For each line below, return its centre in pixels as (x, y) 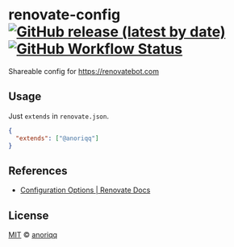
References (38, 171)
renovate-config (65, 15)
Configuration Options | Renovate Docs (85, 190)
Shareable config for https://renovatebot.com (84, 71)
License (29, 215)
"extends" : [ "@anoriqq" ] (57, 138)
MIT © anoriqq (33, 235)
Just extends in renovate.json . (58, 116)
